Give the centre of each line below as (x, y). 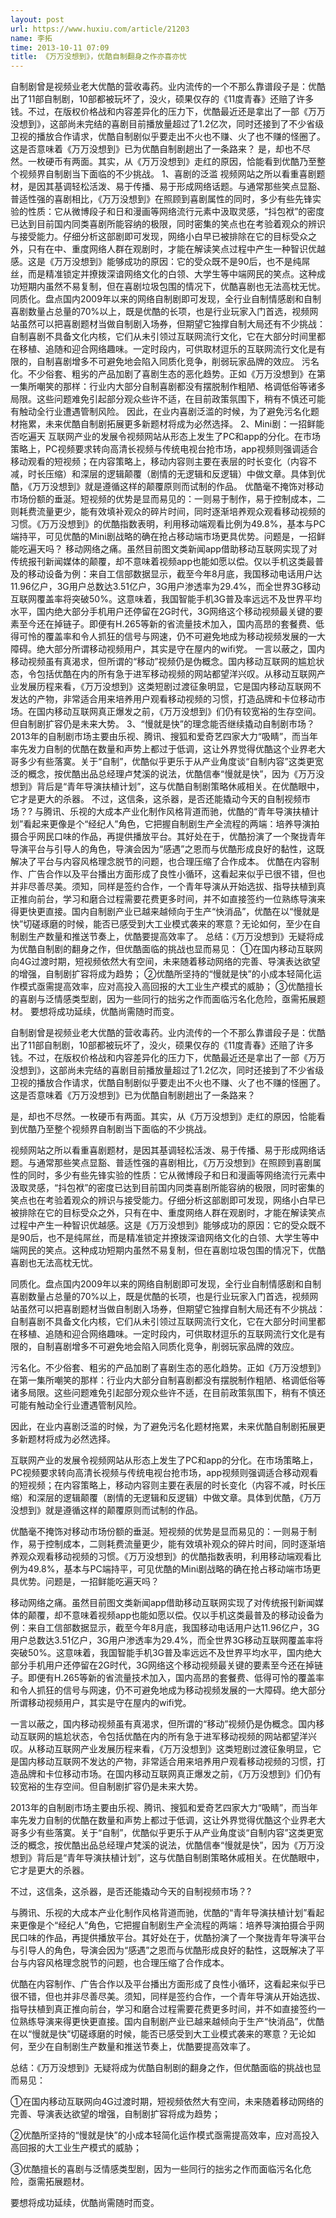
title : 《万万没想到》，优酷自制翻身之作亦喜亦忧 (98, 57)
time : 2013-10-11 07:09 (60, 47)
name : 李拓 (31, 38)
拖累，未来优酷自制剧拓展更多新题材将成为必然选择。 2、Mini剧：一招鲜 (167, 424)
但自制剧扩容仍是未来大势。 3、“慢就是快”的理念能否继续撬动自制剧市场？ (162, 724)
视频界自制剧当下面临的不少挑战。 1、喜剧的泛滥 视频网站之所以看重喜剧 (167, 174)
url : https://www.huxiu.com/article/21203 (100, 29)
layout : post (37, 19)
